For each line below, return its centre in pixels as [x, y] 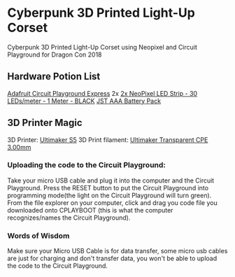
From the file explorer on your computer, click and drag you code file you [113, 203]
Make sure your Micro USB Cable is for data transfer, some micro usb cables [117, 251]
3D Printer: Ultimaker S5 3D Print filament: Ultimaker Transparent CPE [108, 140]
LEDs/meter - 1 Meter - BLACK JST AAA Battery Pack [84, 101]
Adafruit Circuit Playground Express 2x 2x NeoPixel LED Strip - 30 [102, 93]
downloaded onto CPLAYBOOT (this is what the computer [90, 210]
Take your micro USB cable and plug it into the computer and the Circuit [111, 180]
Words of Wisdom [38, 236]
